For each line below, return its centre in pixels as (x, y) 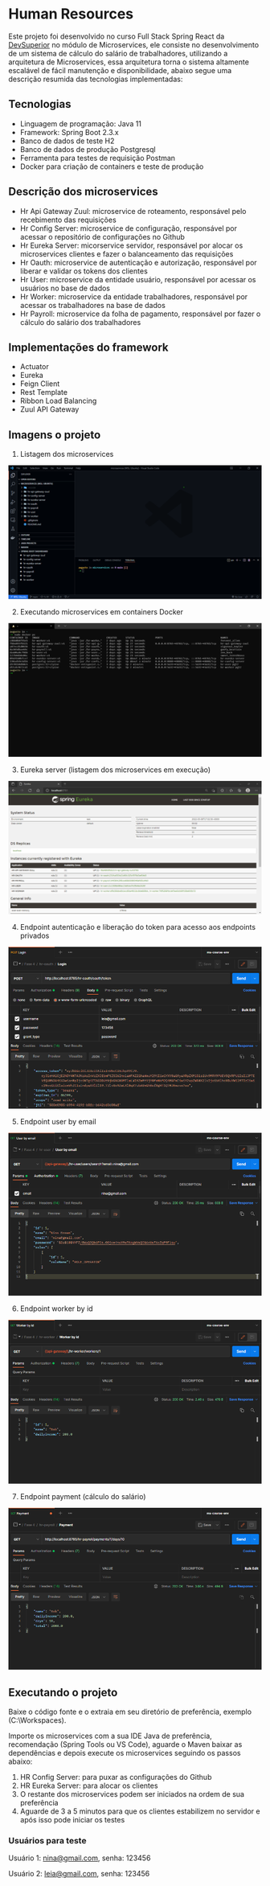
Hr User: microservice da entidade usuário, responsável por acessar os (138, 279)
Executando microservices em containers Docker (101, 611)
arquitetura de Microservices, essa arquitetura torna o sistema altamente (129, 62)
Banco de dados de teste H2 (67, 141)
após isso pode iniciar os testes (72, 1819)
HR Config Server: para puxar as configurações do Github (116, 1777)
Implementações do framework (88, 347)
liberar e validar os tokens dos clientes (84, 271)
